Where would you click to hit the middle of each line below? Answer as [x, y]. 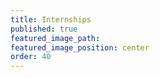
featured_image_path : [55, 38]
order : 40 [31, 57]
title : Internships [51, 19]
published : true [44, 29]
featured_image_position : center [80, 47]
